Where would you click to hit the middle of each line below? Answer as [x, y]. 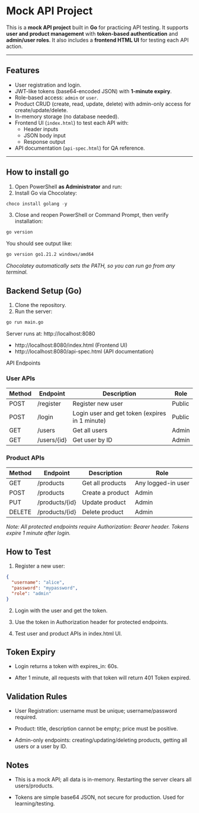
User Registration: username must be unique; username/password [96, 711]
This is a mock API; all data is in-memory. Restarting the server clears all [103, 780]
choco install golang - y [37, 204]
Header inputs [41, 129]
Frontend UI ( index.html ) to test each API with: [72, 122]
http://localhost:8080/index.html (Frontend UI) [71, 345]
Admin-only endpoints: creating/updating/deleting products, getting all [101, 740]
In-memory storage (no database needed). [67, 116]
